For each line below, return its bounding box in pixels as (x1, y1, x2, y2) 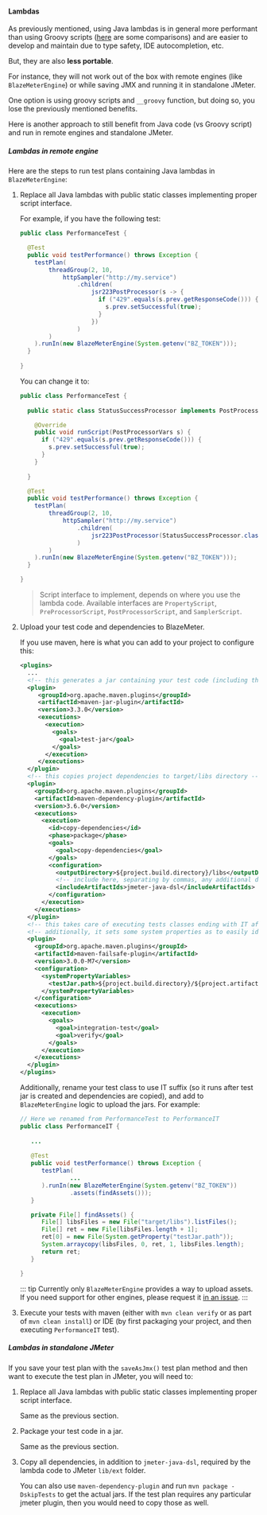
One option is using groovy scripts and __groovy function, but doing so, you (8, 95, 256, 105)
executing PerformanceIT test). (19, 1325, 119, 1334)
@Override (34, 421, 67, 429)
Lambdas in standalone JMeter (8, 1343, 114, 1353)
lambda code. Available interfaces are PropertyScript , (39, 598, 217, 608)
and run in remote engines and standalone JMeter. (8, 128, 173, 138)
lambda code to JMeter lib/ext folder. (19, 1465, 146, 1475)
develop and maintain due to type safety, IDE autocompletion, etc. (8, 41, 224, 51)
